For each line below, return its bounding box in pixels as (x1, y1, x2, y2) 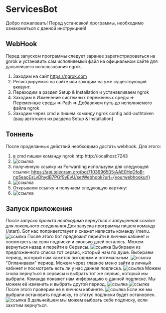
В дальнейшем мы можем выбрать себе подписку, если (27, 297, 148, 303)
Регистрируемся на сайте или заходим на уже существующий (12, 78, 147, 84)
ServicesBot (5, 3, 58, 15)
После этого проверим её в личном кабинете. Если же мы (5, 287, 153, 293)
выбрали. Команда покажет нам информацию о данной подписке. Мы (5, 276, 156, 282)
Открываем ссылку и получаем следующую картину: (12, 184, 128, 190)
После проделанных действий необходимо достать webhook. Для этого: (5, 143, 162, 149)
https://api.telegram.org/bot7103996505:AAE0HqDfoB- (31, 168, 145, 175)
